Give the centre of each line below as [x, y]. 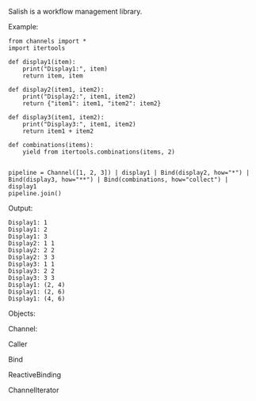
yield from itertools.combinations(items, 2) [99, 152]
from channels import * [48, 41]
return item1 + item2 [58, 131]
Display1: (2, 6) [37, 292]
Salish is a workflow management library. [75, 11]
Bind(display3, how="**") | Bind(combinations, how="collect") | [118, 180]
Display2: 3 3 [32, 257]
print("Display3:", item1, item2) [79, 124]
